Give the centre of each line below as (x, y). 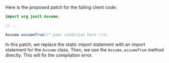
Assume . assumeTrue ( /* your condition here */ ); (57, 35)
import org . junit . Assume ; (32, 17)
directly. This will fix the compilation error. (49, 55)
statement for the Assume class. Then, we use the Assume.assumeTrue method (84, 49)
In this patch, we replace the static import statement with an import (75, 44)
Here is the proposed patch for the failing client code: (61, 7)
